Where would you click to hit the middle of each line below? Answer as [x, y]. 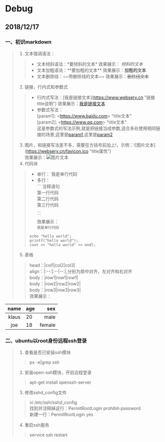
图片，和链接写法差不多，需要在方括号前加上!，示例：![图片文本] [90, 145]
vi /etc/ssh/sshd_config [53, 402]
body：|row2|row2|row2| [55, 284]
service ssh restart [49, 435]
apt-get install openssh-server [60, 382]
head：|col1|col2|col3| [52, 265]
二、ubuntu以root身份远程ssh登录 [46, 341]
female [48, 325]
